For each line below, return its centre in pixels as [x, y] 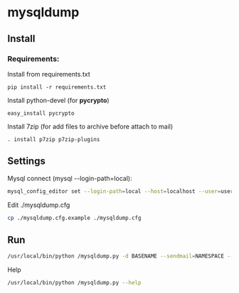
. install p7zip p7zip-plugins [54, 139]
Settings [27, 161]
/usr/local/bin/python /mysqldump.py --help [74, 283]
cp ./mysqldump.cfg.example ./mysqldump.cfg [74, 218]
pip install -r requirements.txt [57, 87]
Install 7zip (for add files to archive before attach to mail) [90, 126]
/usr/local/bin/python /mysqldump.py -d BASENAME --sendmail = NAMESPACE [116, 256]
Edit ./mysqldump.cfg [39, 205]
